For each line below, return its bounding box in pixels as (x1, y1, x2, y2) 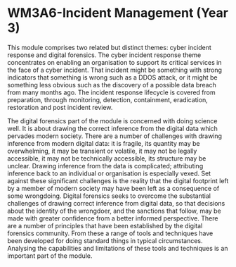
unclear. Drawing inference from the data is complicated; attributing (7, 161, 204, 170)
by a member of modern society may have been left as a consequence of (7, 184, 220, 192)
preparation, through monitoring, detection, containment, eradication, (7, 95, 209, 104)
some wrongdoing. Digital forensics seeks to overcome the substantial (7, 192, 211, 200)
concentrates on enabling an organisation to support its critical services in (7, 58, 222, 66)
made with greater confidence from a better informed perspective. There (7, 213, 218, 223)
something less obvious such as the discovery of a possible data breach (7, 80, 216, 89)
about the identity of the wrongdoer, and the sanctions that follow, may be (7, 206, 221, 215)
